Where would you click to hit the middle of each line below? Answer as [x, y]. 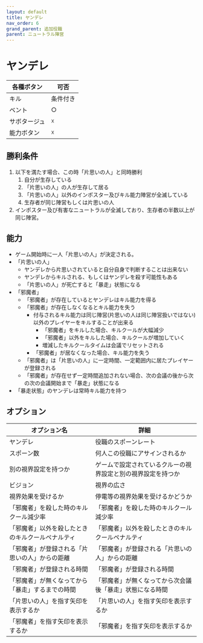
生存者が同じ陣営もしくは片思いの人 [69, 202]
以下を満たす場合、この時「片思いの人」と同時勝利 [79, 172]
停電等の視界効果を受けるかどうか [143, 496]
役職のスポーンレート [125, 442]
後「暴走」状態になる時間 [131, 590]
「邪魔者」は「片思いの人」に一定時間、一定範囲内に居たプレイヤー [109, 360]
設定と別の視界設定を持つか [140, 473]
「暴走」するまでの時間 [43, 590]
